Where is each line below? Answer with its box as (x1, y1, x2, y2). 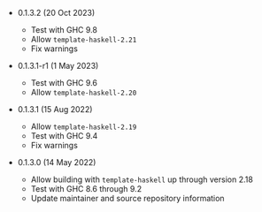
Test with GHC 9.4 (30, 131, 98, 140)
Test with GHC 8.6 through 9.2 (30, 184, 143, 193)
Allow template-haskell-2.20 (30, 87, 137, 97)
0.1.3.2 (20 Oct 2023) (17, 8, 96, 18)
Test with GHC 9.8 (30, 25, 97, 34)
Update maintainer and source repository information (30, 193, 225, 203)
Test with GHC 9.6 (30, 78, 97, 87)
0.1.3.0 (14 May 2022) (17, 157, 96, 167)
